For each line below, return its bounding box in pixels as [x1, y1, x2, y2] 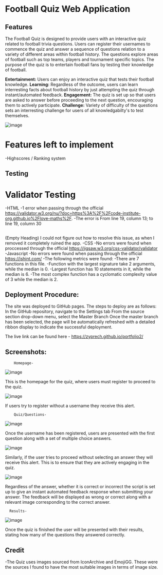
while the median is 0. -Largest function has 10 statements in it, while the [5, 266, 151, 272]
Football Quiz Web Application [5, 3, 130, 15]
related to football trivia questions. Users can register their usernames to [5, 41, 151, 47]
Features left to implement [5, 139, 114, 150]
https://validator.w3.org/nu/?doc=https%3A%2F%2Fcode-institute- [5, 210, 141, 216]
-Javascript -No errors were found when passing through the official [5, 250, 143, 256]
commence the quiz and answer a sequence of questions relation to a [5, 46, 145, 52]
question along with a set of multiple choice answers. [5, 435, 112, 441]
